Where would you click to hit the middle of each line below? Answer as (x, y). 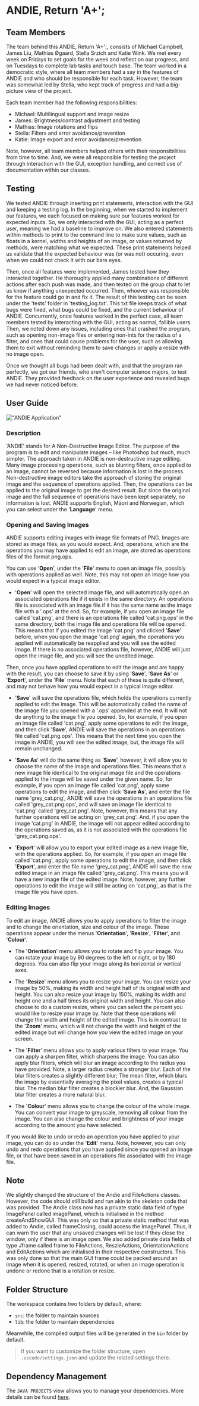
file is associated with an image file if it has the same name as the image (103, 605)
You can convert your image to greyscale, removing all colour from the (101, 1112)
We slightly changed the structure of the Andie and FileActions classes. (94, 1195)
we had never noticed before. (42, 384)
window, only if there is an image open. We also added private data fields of (99, 1239)
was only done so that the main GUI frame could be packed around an (92, 1258)
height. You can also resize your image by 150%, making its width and (100, 994)
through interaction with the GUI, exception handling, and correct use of (94, 164)
